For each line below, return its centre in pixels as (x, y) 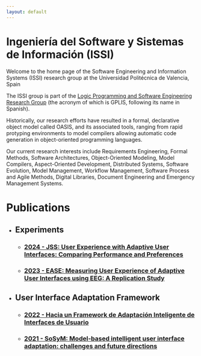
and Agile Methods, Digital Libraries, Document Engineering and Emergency (100, 177)
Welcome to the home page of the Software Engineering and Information (96, 71)
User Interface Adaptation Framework (88, 298)
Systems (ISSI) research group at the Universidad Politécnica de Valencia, (98, 78)
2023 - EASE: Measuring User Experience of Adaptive (104, 270)
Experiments (39, 230)
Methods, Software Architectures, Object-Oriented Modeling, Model (90, 157)
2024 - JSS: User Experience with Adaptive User (97, 247)
